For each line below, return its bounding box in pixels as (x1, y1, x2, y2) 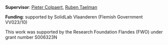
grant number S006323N (5, 34, 57, 40)
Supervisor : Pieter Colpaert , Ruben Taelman (5, 4, 98, 10)
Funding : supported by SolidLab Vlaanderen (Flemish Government (5, 14, 143, 19)
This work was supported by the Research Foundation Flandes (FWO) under (5, 29, 163, 34)
